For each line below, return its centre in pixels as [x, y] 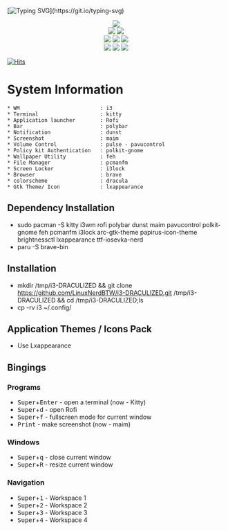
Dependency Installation [61, 208]
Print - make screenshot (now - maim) [74, 424]
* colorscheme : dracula [68, 181]
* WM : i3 [60, 108]
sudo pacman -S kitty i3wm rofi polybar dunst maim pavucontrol [109, 224]
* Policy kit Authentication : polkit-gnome [75, 150]
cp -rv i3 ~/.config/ [44, 307]
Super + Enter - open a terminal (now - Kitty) [82, 402]
